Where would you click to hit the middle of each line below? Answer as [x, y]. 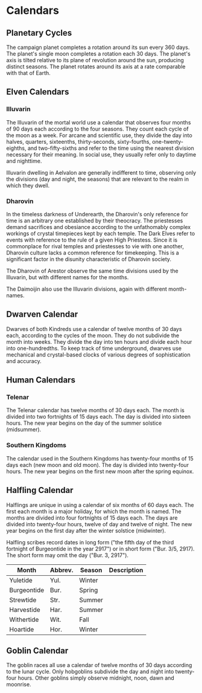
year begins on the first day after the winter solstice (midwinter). [86, 530]
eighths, [16, 148]
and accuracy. [24, 361]
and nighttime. [24, 161]
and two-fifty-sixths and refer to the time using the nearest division [111, 148]
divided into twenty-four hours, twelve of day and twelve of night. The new [99, 524]
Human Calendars [41, 380]
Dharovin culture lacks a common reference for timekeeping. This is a [93, 253]
